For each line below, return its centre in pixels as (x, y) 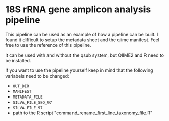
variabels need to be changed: (38, 76)
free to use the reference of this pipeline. (48, 45)
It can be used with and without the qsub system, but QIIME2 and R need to (85, 55)
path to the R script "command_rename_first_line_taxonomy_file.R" (82, 113)
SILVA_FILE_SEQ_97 (32, 102)
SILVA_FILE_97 (28, 108)
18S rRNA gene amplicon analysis (78, 9)
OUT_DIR (21, 86)
